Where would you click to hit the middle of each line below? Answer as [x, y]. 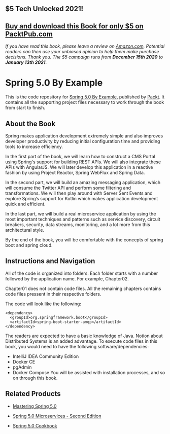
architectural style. [25, 230]
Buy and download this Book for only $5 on [74, 26]
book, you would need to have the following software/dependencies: [77, 346]
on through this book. [35, 378]
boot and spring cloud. [29, 245]
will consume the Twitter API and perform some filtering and [68, 188]
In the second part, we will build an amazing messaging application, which [83, 182]
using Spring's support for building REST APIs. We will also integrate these [83, 162]
